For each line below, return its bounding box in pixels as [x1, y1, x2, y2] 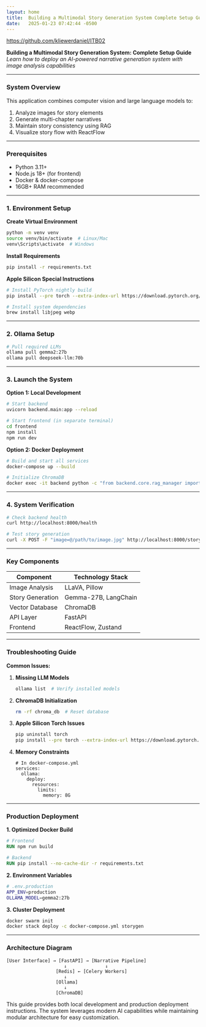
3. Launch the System [6, 375, 72, 384]
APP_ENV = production [6, 889, 56, 895]
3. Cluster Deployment [6, 906, 66, 913]
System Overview [6, 83, 61, 92]
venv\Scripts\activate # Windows [6, 241, 95, 248]
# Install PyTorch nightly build [6, 287, 92, 293]
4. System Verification [6, 501, 75, 509]
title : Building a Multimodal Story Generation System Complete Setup [6, 15, 193, 21]
